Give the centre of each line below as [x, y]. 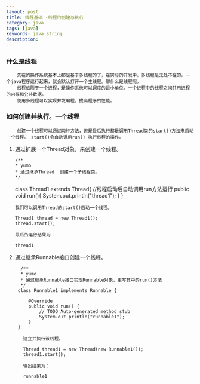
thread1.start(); [44, 354]
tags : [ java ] [22, 28]
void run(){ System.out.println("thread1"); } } [69, 195]
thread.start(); [35, 223]
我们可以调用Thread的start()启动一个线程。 [63, 208]
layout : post [22, 12]
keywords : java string [34, 34]
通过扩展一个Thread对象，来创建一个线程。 [68, 149]
